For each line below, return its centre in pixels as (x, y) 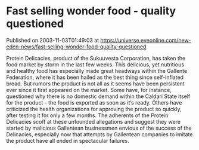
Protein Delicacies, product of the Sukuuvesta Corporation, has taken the (96, 58)
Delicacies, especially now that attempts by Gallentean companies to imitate (99, 134)
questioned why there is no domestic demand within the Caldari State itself (98, 96)
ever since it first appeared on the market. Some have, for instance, (89, 90)
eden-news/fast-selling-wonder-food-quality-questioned (76, 47)
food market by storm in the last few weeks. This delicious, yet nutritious (95, 65)
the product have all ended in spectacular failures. (68, 140)
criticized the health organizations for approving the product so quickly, (94, 109)
